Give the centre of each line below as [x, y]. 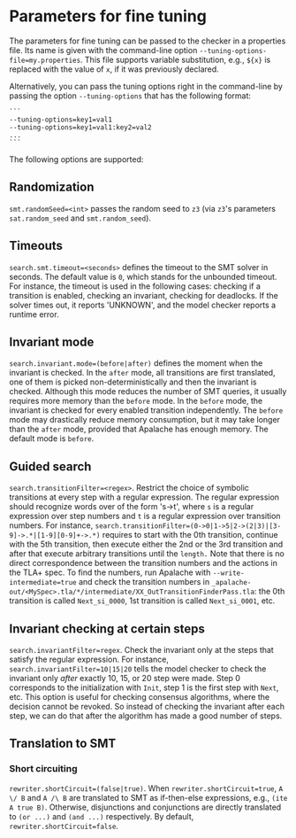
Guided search [50, 466]
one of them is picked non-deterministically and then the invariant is [133, 382]
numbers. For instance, [51, 525]
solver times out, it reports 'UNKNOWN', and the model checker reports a [143, 305]
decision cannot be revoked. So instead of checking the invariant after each [147, 706]
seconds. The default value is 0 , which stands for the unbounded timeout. [143, 276]
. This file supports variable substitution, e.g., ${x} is [175, 59]
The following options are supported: [76, 159]
